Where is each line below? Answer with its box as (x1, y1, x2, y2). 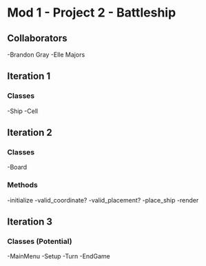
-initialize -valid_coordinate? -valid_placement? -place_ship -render (7, 196, 199, 204)
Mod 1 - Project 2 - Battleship (7, 5, 176, 21)
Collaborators (7, 32, 68, 44)
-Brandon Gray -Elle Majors (7, 50, 85, 59)
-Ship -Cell (7, 107, 39, 115)
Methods (7, 181, 38, 190)
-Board (7, 163, 28, 172)
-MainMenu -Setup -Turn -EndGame (7, 252, 110, 260)
